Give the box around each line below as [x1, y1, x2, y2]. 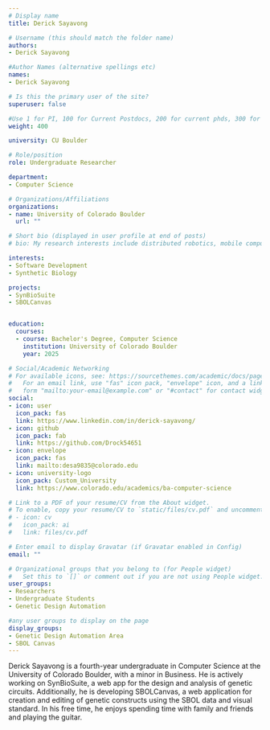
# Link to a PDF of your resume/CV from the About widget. [8, 498, 211, 506]
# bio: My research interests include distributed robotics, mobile [8, 240, 243, 248]
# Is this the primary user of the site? [8, 92, 149, 100]
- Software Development [8, 261, 88, 269]
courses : [15, 327, 45, 336]
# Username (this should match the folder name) [8, 34, 174, 42]
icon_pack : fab [15, 432, 67, 440]
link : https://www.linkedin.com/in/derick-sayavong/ [15, 416, 196, 424]
